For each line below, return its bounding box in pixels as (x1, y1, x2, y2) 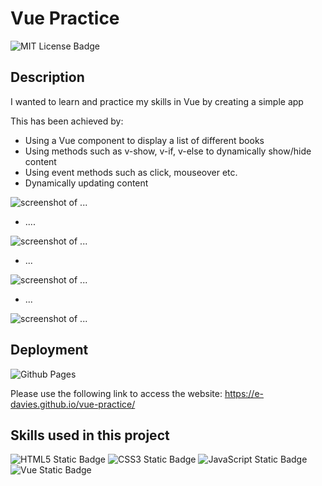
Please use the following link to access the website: (10, 387, 223, 399)
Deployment (10, 342, 89, 359)
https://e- (224, 387, 265, 399)
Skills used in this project (10, 427, 170, 444)
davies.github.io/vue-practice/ (10, 398, 136, 410)
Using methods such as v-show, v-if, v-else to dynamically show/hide (24, 145, 312, 157)
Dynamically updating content (24, 177, 149, 189)
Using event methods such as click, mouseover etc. (24, 166, 238, 178)
